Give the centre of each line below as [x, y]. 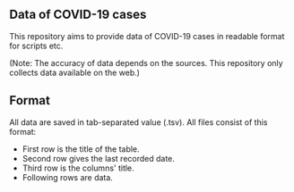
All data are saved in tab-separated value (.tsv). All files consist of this [138, 122]
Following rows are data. [68, 177]
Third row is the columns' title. [78, 168]
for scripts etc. [36, 46]
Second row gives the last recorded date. [98, 158]
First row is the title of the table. [81, 149]
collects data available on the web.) [75, 72]
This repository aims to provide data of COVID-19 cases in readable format [147, 36]
